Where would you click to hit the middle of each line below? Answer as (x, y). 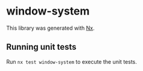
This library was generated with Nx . (50, 28)
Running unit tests (41, 47)
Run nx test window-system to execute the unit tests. (71, 61)
